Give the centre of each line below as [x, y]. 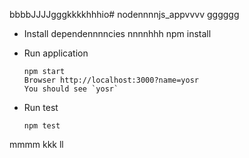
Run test [41, 107]
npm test [42, 126]
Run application [56, 53]
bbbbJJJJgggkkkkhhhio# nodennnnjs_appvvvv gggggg [124, 14]
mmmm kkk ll [36, 144]
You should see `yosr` [71, 89]
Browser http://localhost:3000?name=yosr [111, 80]
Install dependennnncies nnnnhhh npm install [117, 33]
